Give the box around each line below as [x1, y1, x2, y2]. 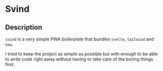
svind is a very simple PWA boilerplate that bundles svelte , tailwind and [5, 36, 154, 42]
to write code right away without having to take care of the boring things [5, 56, 153, 62]
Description [5, 23, 42, 32]
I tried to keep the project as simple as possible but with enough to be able [5, 51, 158, 57]
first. [5, 62, 15, 67]
